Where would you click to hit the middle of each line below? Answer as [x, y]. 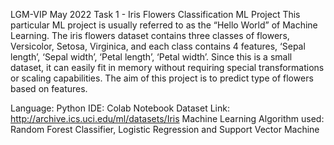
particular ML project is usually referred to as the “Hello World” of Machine [164, 25]
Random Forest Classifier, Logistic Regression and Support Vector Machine [165, 129]
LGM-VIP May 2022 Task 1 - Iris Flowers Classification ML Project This [155, 14]
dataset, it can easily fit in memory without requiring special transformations [167, 67]
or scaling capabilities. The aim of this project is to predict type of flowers [162, 78]
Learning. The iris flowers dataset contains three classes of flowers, [150, 35]
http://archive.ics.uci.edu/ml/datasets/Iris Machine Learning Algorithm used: [167, 118]
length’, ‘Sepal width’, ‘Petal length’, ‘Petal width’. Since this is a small [151, 57]
